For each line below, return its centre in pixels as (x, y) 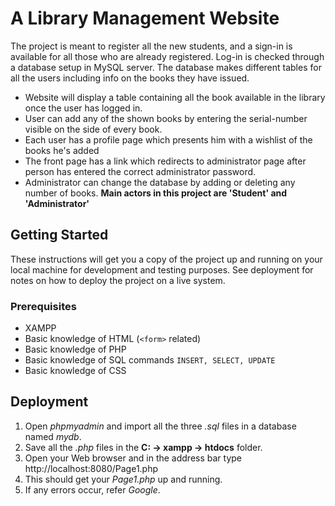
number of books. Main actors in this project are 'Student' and (156, 193)
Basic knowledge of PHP (75, 349)
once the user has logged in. (83, 108)
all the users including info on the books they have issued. (130, 78)
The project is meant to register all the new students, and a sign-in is (151, 46)
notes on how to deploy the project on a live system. (118, 280)
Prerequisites (43, 306)
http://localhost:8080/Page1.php (91, 468)
